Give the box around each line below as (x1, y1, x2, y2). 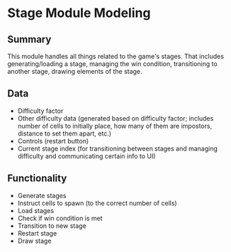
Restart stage (17, 229, 57, 237)
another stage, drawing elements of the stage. (7, 67, 143, 75)
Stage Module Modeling (7, 5, 151, 21)
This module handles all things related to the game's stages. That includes (7, 52, 225, 60)
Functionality (7, 172, 67, 185)
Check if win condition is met (17, 214, 103, 222)
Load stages (17, 206, 55, 214)
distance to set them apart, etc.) (17, 129, 112, 138)
